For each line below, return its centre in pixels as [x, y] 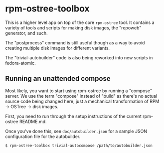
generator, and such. [27, 33]
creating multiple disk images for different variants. [58, 48]
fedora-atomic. [20, 63]
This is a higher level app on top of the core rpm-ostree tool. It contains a [80, 22]
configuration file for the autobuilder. [43, 136]
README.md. [33, 121]
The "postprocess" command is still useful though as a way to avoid [75, 42]
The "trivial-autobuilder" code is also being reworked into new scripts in [79, 57]
